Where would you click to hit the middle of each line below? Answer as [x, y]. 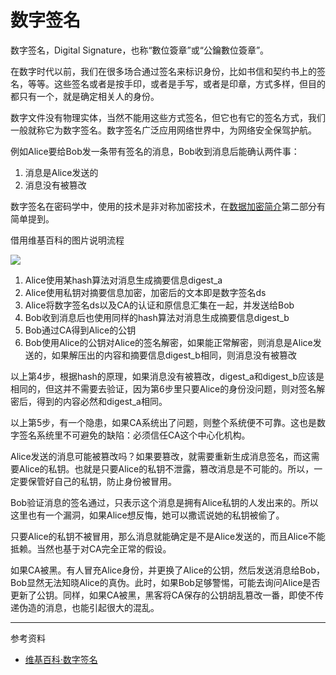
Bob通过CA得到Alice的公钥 [80, 330]
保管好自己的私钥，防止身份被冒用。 [102, 481]
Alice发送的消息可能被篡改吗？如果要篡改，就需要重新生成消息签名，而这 [161, 456]
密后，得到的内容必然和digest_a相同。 [89, 401]
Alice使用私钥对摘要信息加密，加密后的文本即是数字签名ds [145, 292]
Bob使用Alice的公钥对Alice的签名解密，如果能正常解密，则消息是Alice [168, 342]
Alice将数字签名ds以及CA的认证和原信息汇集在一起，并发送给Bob [159, 305]
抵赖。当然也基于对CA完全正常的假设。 [91, 548]
